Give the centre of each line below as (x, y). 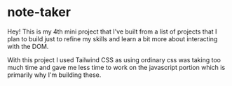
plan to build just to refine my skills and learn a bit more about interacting (112, 38)
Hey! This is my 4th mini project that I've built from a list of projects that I (112, 31)
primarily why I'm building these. (54, 75)
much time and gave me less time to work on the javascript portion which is (116, 67)
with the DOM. (28, 46)
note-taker (39, 12)
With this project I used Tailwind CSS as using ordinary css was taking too (114, 59)
